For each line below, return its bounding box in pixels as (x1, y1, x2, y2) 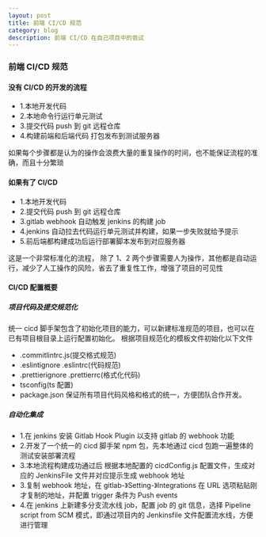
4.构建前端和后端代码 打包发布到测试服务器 (19, 131, 161, 141)
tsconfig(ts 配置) (19, 380, 74, 390)
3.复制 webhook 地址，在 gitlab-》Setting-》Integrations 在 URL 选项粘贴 (19, 481, 251, 490)
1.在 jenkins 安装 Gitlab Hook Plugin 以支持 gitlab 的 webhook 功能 (19, 431, 235, 440)
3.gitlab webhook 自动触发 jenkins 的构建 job (19, 216, 166, 226)
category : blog (8, 26, 59, 34)
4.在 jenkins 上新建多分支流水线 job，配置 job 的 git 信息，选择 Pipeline (19, 501, 252, 510)
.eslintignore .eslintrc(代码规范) (19, 360, 121, 370)
